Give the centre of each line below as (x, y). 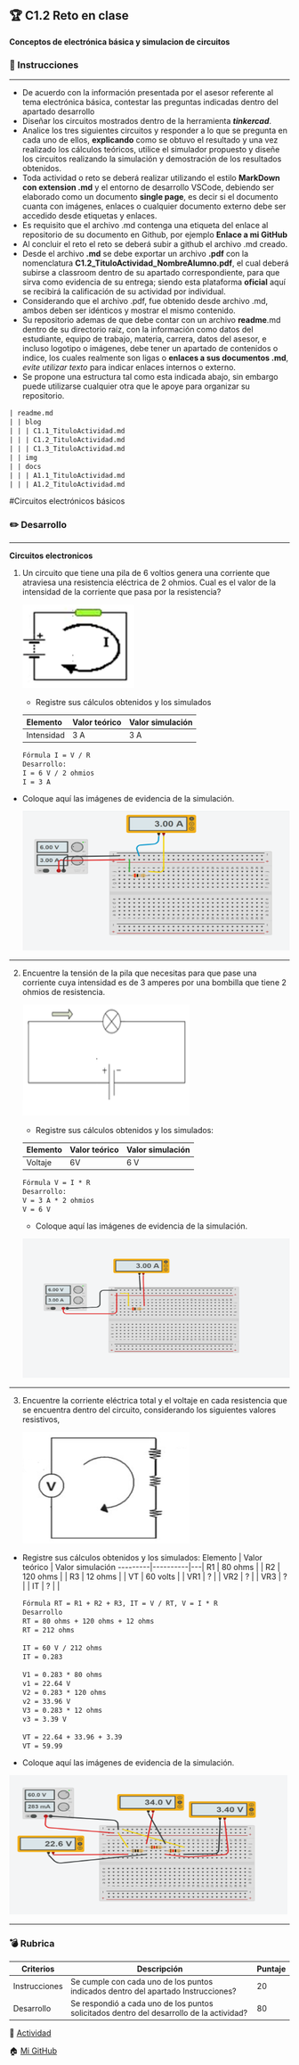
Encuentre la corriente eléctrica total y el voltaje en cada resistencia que (154, 1400)
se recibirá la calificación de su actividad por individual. (124, 292)
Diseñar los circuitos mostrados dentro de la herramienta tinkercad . (147, 121)
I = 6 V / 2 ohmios (58, 773)
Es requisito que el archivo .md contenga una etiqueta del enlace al (145, 226)
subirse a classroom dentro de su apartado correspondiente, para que (151, 273)
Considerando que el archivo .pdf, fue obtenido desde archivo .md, (145, 301)
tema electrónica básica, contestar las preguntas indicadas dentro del (150, 103)
